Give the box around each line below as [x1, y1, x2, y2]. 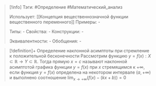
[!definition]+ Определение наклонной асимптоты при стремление [9, 48, 150, 53]
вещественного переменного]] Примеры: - [9, 19, 100, 25]
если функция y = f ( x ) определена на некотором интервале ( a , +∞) [9, 69, 151, 75]
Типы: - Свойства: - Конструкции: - [9, 29, 84, 34]
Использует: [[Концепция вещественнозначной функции [9, 14, 128, 19]
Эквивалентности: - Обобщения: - [9, 38, 82, 44]
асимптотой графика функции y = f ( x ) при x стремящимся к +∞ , [9, 64, 145, 70]
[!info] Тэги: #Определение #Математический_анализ [9, 4, 123, 10]
